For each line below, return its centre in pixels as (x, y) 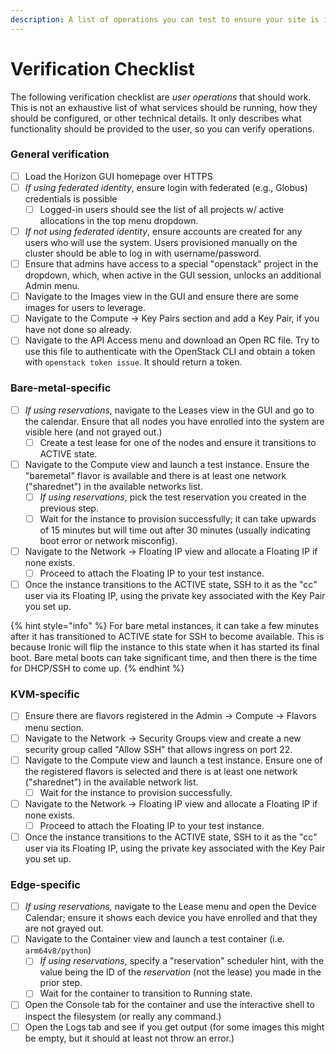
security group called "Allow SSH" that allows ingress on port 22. (158, 749)
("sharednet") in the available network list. (111, 782)
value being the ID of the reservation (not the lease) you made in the (180, 972)
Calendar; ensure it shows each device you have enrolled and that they (171, 918)
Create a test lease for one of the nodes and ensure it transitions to (178, 442)
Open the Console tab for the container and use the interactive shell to (169, 1005)
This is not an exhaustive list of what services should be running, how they (164, 107)
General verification (60, 154)
